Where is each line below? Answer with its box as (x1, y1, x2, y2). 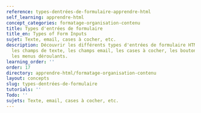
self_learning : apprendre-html (6, 14, 84, 20)
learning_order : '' (6, 59, 55, 65)
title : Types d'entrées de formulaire (6, 25, 103, 32)
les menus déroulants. (11, 53, 68, 59)
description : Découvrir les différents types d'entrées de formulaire (6, 42, 186, 48)
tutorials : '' (6, 87, 42, 93)
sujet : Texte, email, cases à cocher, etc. (6, 36, 117, 42)
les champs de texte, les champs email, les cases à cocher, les (11, 48, 178, 54)
